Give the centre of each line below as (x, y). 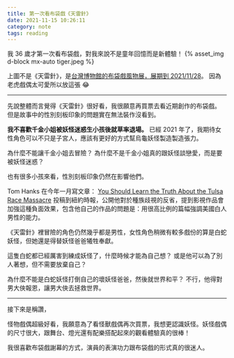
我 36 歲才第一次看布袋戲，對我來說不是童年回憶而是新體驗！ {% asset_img (116, 54)
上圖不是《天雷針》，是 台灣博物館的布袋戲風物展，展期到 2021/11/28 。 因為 (114, 76)
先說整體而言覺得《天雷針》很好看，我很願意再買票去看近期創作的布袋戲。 (114, 106)
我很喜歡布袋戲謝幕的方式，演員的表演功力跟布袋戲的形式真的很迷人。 (108, 348)
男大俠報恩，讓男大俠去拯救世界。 (56, 288)
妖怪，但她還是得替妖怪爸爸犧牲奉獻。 (62, 241)
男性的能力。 (25, 217)
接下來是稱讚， (29, 309)
